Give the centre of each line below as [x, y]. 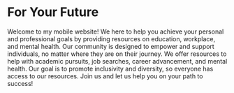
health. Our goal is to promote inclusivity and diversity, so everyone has [110, 69]
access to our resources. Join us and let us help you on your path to [105, 76]
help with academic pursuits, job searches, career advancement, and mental [117, 61]
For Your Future [53, 12]
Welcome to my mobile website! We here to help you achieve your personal [116, 31]
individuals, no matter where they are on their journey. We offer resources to [117, 54]
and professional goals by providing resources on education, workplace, [111, 38]
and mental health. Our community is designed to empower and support [111, 46]
